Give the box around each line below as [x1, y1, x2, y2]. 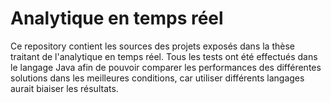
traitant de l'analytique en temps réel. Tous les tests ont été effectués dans [10, 50, 318, 62]
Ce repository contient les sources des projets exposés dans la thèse [10, 40, 295, 52]
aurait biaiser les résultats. [10, 82, 119, 94]
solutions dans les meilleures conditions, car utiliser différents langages [10, 72, 305, 84]
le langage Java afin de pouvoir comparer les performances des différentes [10, 61, 322, 73]
